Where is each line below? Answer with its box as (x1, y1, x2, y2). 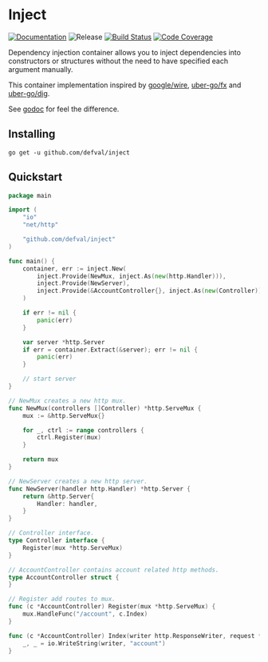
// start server (22, 375, 77, 383)
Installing (8, 127, 56, 141)
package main (8, 191, 52, 199)
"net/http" (22, 221, 59, 229)
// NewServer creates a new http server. (8, 477, 148, 485)
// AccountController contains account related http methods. (8, 566, 219, 574)
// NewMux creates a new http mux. (8, 396, 127, 405)
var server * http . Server (22, 338, 105, 346)
